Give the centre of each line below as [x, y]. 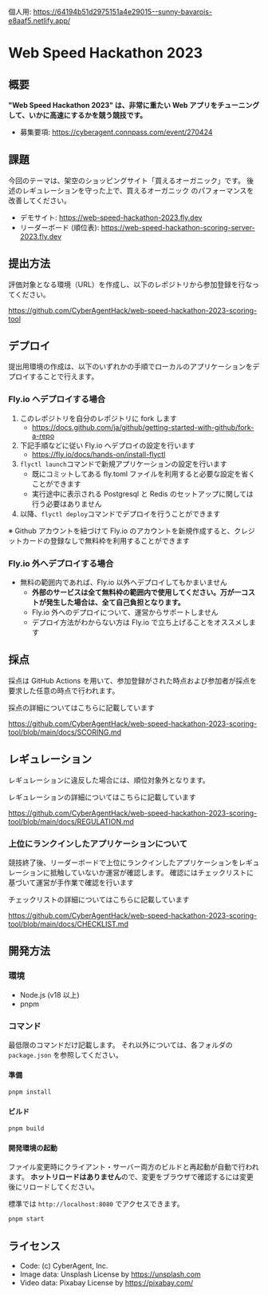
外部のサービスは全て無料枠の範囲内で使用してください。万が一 [136, 592]
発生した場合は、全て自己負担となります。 [115, 603]
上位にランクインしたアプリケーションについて [98, 843]
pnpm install [30, 1092]
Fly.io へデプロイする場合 [57, 400]
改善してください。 [40, 200]
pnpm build [26, 1129]
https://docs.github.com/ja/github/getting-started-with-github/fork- [143, 427]
